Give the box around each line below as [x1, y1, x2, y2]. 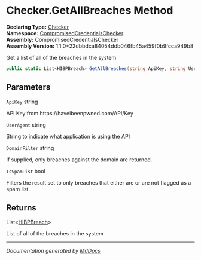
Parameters [6, 82, 51, 93]
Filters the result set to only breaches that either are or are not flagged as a [6, 179, 191, 186]
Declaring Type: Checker [6, 23, 69, 30]
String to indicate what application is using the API [6, 133, 130, 140]
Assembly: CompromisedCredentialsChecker [6, 36, 119, 43]
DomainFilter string [6, 144, 54, 151]
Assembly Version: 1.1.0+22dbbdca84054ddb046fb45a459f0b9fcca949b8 [6, 42, 194, 50]
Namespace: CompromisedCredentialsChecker [6, 29, 124, 36]
